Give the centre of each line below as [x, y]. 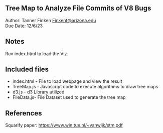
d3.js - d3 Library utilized [38, 92]
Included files [27, 70]
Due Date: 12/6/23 [24, 26]
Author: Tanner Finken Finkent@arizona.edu [51, 20]
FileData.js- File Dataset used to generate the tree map [69, 97]
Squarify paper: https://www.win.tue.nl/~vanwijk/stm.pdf [64, 125]
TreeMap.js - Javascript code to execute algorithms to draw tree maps [85, 87]
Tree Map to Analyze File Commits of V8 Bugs [78, 8]
